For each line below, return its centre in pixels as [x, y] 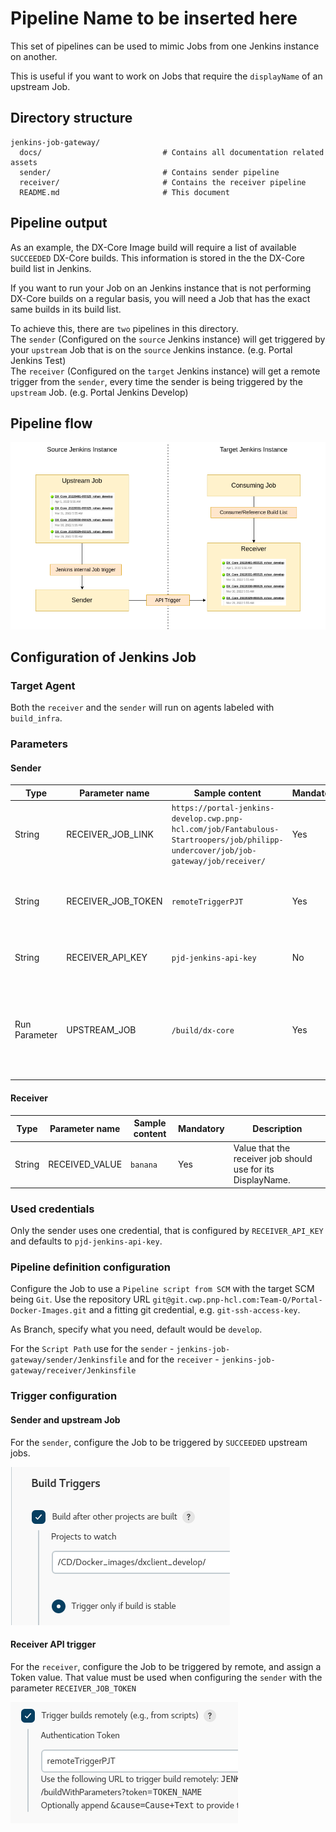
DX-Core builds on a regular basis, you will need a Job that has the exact [160, 298]
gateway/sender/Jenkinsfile [69, 1360]
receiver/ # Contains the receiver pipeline [163, 182]
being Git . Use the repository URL [80, 1299]
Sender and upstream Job [65, 1419]
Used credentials [52, 1209]
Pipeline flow [51, 423]
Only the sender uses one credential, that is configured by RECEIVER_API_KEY [167, 1231]
